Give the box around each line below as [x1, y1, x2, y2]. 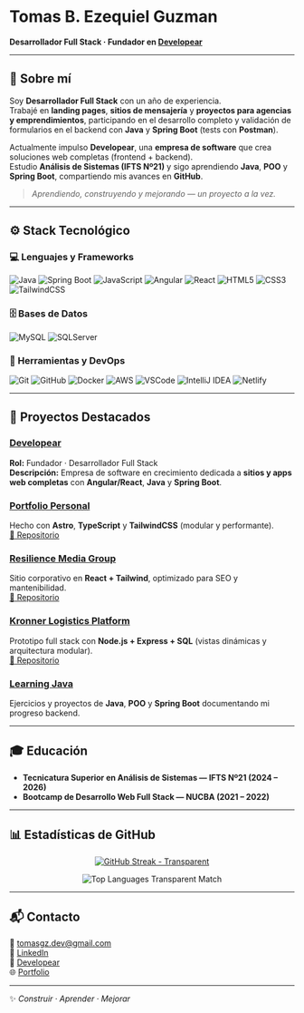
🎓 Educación [9, 744, 89, 759]
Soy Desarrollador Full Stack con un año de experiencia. [9, 95, 222, 106]
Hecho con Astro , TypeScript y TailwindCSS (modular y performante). [9, 520, 274, 531]
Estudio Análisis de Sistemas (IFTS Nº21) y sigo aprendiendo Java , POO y [9, 161, 288, 171]
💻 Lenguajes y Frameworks [9, 251, 134, 264]
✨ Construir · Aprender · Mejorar [9, 993, 131, 1004]
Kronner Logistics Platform [9, 615, 130, 628]
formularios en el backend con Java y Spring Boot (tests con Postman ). [9, 124, 279, 135]
